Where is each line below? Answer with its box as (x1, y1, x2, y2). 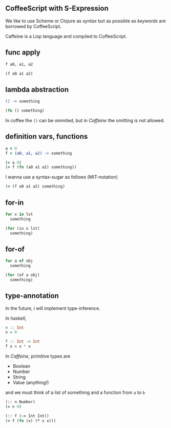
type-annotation (5, 291, 59, 300)
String (12, 374, 26, 380)
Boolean (12, 363, 31, 369)
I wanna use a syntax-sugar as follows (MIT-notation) (5, 174, 118, 180)
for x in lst (5, 212, 33, 217)
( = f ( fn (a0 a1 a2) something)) (5, 164, 77, 170)
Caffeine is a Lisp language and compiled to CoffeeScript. (5, 33, 127, 39)
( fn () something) (5, 108, 45, 114)
